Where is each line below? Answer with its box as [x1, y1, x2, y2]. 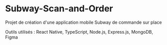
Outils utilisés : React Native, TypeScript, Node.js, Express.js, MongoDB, [5, 29, 154, 35]
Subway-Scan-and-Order [5, 3, 113, 14]
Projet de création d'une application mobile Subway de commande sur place [5, 19, 162, 25]
